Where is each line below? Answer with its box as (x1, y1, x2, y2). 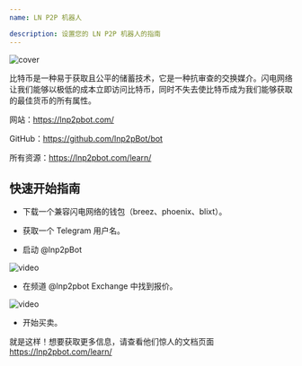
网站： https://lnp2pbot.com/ (9, 114, 115, 125)
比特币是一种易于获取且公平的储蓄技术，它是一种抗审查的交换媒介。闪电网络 (9, 73, 293, 83)
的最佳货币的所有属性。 (9, 95, 96, 106)
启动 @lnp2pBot (22, 244, 83, 256)
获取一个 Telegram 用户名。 (22, 225, 126, 236)
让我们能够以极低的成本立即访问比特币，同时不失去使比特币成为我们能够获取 (9, 83, 293, 94)
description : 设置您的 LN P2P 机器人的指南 (9, 29, 162, 39)
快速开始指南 (9, 180, 81, 196)
